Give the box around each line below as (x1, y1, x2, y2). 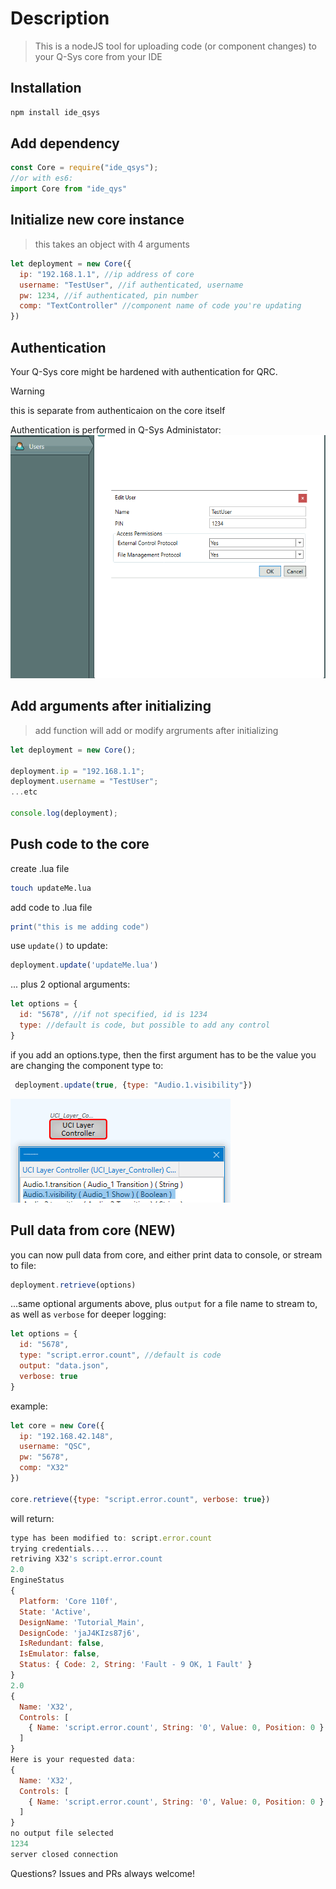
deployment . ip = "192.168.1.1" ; (10, 766, 145, 776)
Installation (10, 80, 82, 97)
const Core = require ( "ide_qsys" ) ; (10, 163, 159, 173)
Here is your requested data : (10, 1755, 137, 1765)
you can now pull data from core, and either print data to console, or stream (10, 1248, 323, 1261)
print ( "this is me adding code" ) (10, 922, 150, 932)
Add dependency (10, 135, 120, 152)
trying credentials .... (10, 1543, 110, 1554)
